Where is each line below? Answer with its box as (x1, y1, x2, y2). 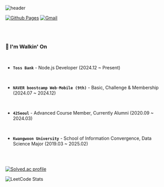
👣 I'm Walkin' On (5, 43, 47, 50)
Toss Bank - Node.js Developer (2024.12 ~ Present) (12, 65, 121, 71)
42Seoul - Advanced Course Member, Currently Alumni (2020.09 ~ (12, 110, 154, 116)
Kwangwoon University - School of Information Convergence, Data (12, 135, 152, 141)
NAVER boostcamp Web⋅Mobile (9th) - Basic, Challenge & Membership (12, 85, 159, 91)
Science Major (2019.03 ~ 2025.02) (12, 141, 88, 147)
